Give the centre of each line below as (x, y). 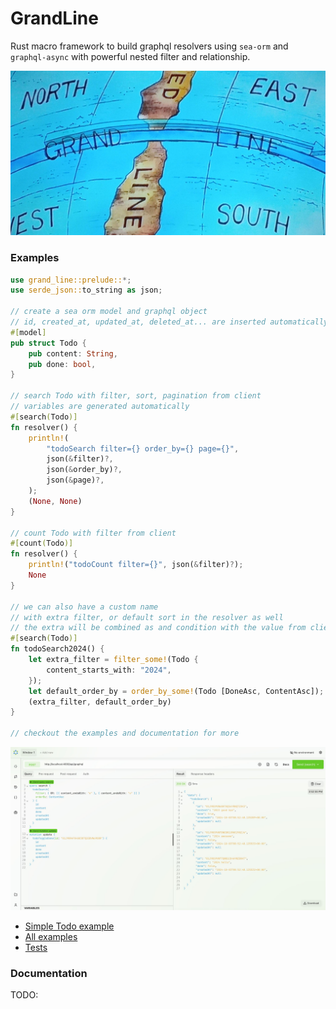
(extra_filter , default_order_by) (100, 702)
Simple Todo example (69, 926)
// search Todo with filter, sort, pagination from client (136, 396)
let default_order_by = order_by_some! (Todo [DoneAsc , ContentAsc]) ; (176, 691)
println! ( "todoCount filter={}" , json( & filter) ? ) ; (136, 565)
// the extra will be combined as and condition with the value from (158, 628)
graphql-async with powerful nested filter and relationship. (130, 56)
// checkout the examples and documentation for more (125, 733)
